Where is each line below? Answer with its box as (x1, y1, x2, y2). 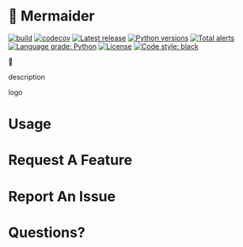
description (8, 72, 46, 81)
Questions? (8, 223, 85, 241)
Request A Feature (8, 152, 133, 169)
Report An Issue (8, 187, 116, 205)
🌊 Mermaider (8, 7, 95, 25)
